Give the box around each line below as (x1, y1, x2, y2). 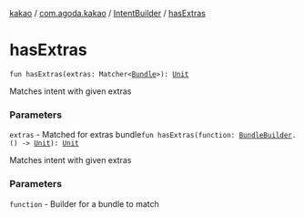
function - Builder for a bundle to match (9, 198, 159, 209)
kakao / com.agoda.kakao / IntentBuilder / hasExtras (9, 8, 207, 18)
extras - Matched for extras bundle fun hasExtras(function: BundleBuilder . (9, 129, 297, 140)
